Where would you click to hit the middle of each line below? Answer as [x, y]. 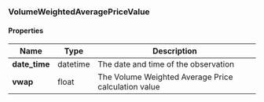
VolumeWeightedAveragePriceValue [79, 12]
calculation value [129, 87]
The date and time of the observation [166, 64]
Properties [26, 31]
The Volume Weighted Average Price [165, 77]
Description [175, 51]
